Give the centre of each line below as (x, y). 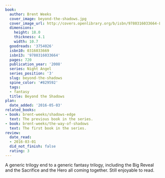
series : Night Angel (30, 69)
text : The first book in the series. (48, 128)
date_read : (21, 137)
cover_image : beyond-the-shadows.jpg (48, 19)
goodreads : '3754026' (32, 46)
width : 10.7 (26, 42)
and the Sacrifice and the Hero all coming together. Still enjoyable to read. (80, 170)
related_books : (21, 110)
